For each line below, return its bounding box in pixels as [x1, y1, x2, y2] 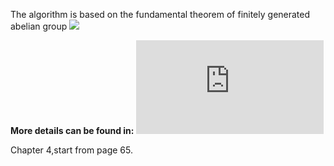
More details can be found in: [10, 125, 135, 136]
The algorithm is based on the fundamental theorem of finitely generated [10, 9, 311, 20]
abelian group [10, 20, 68, 32]
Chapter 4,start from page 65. [10, 144, 133, 156]
